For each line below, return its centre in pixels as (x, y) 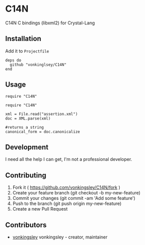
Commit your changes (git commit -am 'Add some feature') (74, 198)
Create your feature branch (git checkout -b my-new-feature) (76, 193)
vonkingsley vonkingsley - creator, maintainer (60, 237)
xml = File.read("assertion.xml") (42, 114)
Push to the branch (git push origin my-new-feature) (67, 203)
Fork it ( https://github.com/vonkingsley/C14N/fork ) (66, 187)
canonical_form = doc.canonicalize (43, 132)
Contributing (26, 175)
